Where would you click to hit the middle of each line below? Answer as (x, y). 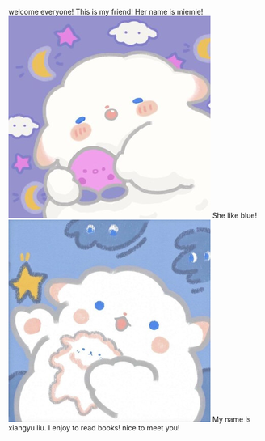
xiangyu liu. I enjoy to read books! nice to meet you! (94, 428)
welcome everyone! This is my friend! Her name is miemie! (106, 12)
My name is (231, 419)
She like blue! (234, 215)
